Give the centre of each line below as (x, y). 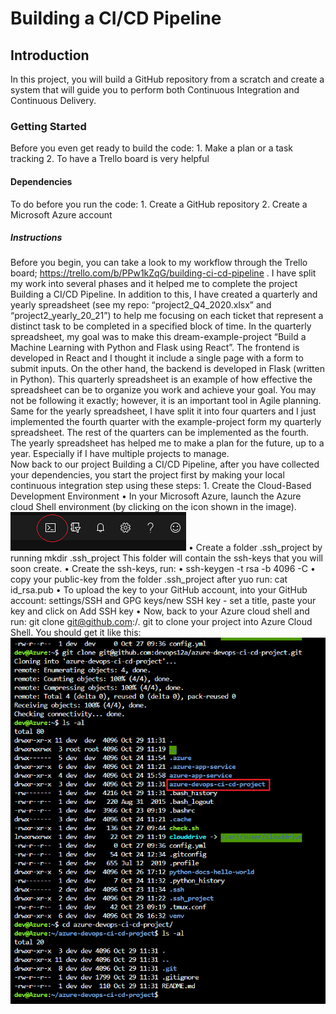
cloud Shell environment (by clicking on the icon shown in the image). (153, 507)
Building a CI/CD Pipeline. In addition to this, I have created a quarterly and (164, 294)
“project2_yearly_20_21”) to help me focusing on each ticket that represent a (167, 316)
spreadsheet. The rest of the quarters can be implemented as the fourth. (160, 433)
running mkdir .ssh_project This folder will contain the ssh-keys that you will (166, 558)
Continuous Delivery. (53, 100)
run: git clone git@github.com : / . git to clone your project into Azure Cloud (161, 622)
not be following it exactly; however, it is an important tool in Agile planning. (166, 401)
